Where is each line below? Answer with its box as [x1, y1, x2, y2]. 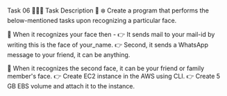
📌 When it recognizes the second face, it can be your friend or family [7, 64, 205, 72]
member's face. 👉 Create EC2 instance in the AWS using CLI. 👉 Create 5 [7, 72, 221, 80]
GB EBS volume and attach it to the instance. [7, 82, 135, 90]
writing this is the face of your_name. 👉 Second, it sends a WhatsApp [7, 41, 209, 49]
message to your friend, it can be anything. [7, 51, 131, 58]
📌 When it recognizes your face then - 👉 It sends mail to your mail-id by [7, 31, 215, 38]
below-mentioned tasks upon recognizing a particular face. [7, 17, 177, 24]
